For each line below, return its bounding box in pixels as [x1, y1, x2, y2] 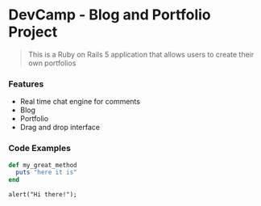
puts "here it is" [15, 168, 78, 177]
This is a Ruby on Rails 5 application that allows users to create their [27, 49, 255, 59]
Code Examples [8, 143, 71, 154]
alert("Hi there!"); [8, 191, 78, 199]
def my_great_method [8, 161, 78, 169]
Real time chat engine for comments [19, 97, 141, 107]
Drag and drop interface [19, 123, 101, 132]
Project [8, 23, 58, 41]
